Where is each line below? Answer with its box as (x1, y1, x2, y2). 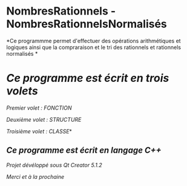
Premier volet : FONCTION (6, 104, 72, 111)
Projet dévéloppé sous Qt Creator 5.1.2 (6, 161, 102, 168)
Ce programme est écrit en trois (6, 71, 169, 85)
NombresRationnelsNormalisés (6, 17, 168, 31)
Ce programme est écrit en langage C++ (6, 145, 162, 156)
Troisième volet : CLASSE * (6, 127, 73, 135)
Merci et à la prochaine (6, 173, 65, 180)
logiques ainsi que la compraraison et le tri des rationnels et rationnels (6, 44, 182, 51)
